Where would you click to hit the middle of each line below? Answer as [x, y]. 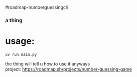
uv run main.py [21, 54]
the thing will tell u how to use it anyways [48, 64]
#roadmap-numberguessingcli [37, 7]
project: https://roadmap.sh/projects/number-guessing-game [68, 69]
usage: [20, 41]
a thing [14, 20]
